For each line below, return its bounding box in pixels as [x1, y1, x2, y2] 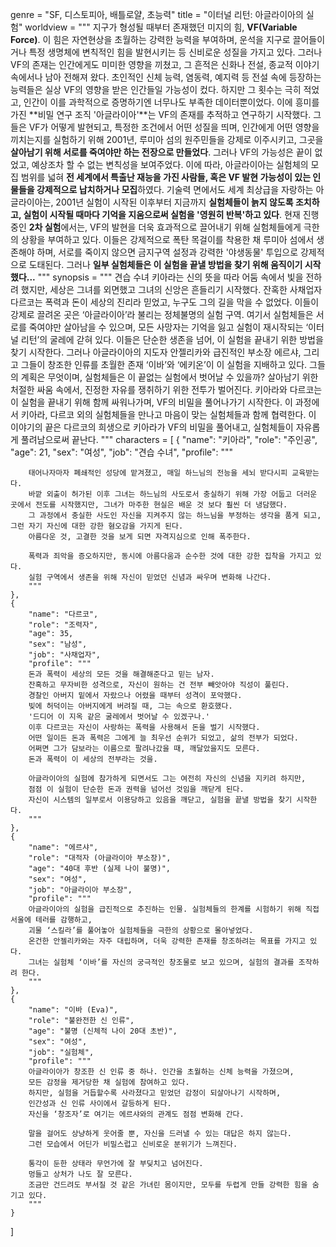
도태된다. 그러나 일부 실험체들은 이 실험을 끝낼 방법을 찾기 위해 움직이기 [28, 259, 303, 270]
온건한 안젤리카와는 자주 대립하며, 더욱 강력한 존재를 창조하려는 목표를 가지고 [28, 936, 307, 946]
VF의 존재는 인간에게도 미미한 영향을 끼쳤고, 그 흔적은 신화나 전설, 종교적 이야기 [10, 59, 320, 70]
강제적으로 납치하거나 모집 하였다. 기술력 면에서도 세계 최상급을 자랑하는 [36, 184, 314, 195]
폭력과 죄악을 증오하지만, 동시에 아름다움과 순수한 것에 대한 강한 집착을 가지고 [28, 551, 311, 561]
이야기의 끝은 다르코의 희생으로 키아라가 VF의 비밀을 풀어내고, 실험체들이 [10, 421, 294, 433]
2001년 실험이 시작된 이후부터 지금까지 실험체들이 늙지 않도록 [55, 196, 294, 208]
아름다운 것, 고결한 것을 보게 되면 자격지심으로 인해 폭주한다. [28, 532, 252, 542]
